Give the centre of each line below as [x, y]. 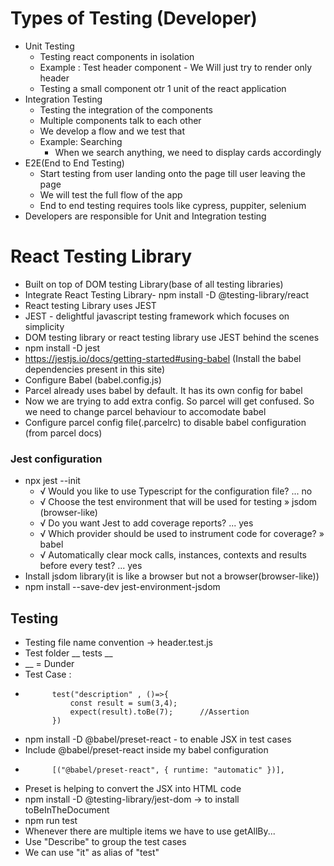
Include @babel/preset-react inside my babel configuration [146, 749]
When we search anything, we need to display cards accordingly [188, 152]
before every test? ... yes [91, 566]
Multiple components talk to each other [120, 120]
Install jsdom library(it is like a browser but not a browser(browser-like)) [172, 576]
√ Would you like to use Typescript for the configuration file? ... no [176, 491]
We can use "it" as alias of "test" [92, 852]
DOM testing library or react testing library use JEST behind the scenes [172, 337]
